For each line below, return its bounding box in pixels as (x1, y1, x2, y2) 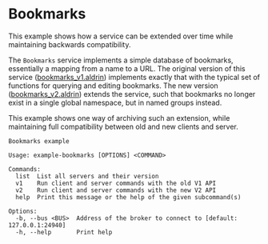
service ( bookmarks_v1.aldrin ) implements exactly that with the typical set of (8, 72, 260, 82)
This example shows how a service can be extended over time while (8, 31, 234, 41)
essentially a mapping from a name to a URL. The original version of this (8, 63, 246, 73)
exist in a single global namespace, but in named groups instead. (8, 98, 222, 107)
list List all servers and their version (15, 172, 159, 180)
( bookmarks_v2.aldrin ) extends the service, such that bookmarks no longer (8, 89, 256, 98)
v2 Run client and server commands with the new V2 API (15, 186, 217, 194)
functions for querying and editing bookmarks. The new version (8, 81, 218, 90)
